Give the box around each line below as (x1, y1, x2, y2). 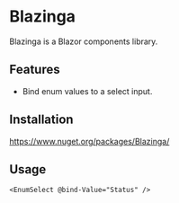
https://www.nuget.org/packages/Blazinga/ (9, 136, 170, 146)
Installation (9, 112, 74, 128)
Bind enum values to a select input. (22, 85, 153, 96)
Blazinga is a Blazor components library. (9, 36, 158, 47)
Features (9, 62, 60, 77)
